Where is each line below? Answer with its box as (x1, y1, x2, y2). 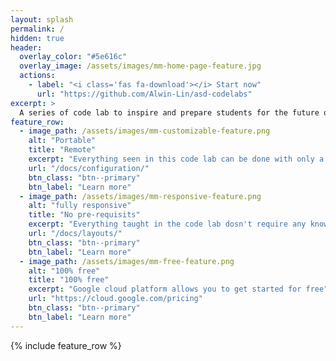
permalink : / (10, 24, 65, 34)
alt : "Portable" (28, 136, 97, 146)
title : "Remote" (28, 145, 97, 155)
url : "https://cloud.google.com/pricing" (28, 294, 203, 304)
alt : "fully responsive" (28, 201, 132, 211)
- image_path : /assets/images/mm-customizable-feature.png (19, 126, 271, 136)
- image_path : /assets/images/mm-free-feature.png (19, 256, 235, 266)
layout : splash (10, 14, 74, 25)
